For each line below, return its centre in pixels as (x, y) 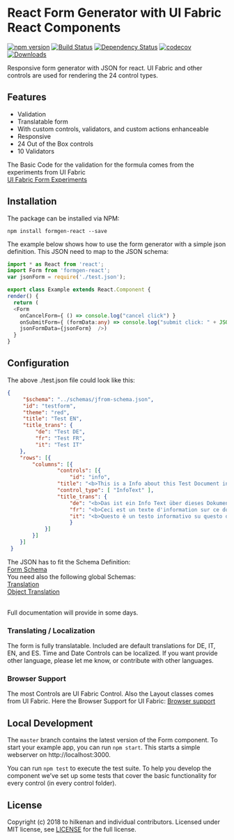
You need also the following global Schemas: (72, 576)
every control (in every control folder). (62, 783)
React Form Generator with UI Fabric (114, 13)
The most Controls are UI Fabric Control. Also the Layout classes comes (110, 694)
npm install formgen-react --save (57, 231)
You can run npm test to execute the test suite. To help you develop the (109, 768)
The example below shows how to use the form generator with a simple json (117, 244)
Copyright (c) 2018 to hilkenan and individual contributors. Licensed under (114, 822)
